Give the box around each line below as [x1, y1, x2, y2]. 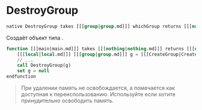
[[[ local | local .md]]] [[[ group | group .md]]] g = [17, 51, 138, 57]
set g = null [17, 68, 50, 74]
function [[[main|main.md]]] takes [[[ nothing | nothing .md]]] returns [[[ [6, 45, 195, 51]
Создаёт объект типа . [6, 34, 64, 41]
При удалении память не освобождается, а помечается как [20, 84, 176, 91]
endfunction [6, 74, 36, 80]
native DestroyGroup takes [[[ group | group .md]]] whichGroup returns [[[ [6, 23, 192, 29]
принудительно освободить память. [20, 97, 114, 105]
